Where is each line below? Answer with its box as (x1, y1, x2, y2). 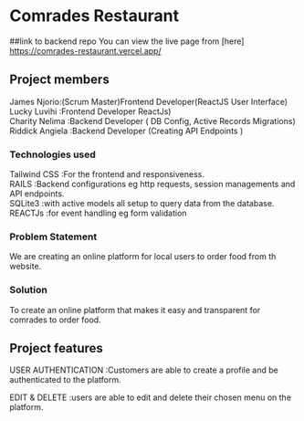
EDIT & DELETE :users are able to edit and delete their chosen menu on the (9, 392, 292, 403)
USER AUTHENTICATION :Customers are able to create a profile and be (9, 364, 278, 375)
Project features (9, 341, 103, 356)
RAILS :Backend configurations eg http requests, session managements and (9, 179, 296, 190)
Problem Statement (9, 230, 98, 243)
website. (9, 261, 42, 272)
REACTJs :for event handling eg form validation (9, 207, 187, 219)
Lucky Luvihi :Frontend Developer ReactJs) (9, 106, 172, 117)
